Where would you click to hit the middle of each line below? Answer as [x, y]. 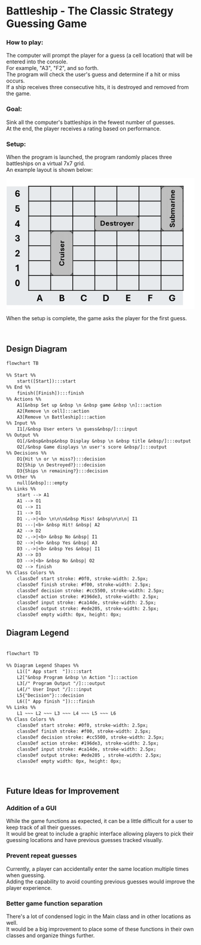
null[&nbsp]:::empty [42, 483]
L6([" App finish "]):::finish [56, 701]
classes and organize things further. [51, 935]
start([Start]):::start [47, 381]
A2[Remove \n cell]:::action [53, 411]
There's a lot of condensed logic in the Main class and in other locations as [99, 916]
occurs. [16, 81]
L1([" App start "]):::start [55, 671]
